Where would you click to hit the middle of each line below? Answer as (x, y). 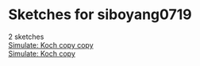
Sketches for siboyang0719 (100, 15)
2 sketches (26, 37)
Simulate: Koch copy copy (51, 45)
